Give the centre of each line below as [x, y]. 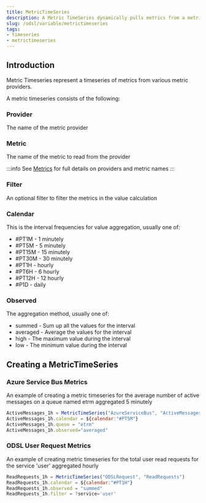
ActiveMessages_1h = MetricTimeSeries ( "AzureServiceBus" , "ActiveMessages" [105, 413]
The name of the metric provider [48, 128]
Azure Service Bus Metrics [47, 382]
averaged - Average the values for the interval [73, 332]
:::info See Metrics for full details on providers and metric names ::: [90, 168]
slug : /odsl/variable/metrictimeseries [57, 23]
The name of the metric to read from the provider [68, 157]
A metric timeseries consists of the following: [63, 98]
